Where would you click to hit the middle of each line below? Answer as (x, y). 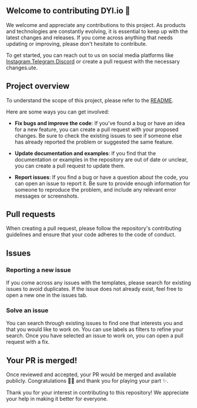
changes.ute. (22, 68)
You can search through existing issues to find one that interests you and (95, 323)
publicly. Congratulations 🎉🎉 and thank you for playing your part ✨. (87, 381)
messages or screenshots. (47, 196)
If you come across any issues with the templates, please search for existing (98, 283)
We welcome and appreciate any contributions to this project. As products (96, 25)
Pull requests (31, 214)
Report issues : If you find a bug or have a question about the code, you (101, 177)
